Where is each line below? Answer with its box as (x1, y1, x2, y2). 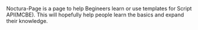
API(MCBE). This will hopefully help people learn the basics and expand (6, 11, 185, 18)
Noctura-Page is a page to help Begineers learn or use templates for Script (6, 5, 192, 12)
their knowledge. (6, 18, 48, 24)
